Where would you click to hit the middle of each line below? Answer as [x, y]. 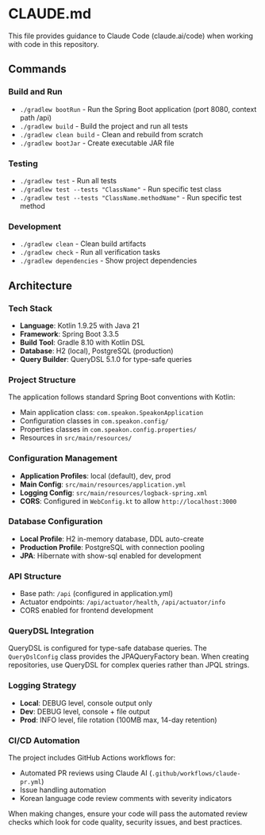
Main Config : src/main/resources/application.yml [103, 484]
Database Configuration [56, 521]
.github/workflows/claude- [196, 773]
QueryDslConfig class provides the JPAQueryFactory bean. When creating [129, 656]
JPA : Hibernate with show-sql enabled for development [110, 556]
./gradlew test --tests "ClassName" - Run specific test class [121, 189]
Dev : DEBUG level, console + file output [85, 711]
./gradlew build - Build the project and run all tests [104, 126]
